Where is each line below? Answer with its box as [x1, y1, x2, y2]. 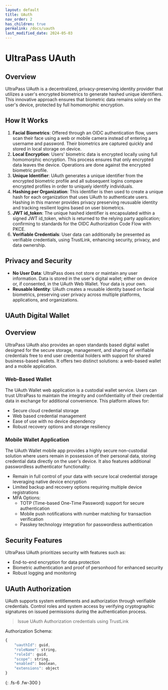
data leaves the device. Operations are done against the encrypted [12, 162, 151, 168]
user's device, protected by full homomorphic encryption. [5, 102, 124, 108]
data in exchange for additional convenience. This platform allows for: [5, 398, 149, 404]
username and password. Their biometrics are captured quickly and [12, 140, 153, 146]
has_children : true [5, 21, 46, 27]
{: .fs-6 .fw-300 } [5, 680, 41, 686]
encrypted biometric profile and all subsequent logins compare [12, 178, 143, 184]
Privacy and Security [5, 257, 72, 265]
